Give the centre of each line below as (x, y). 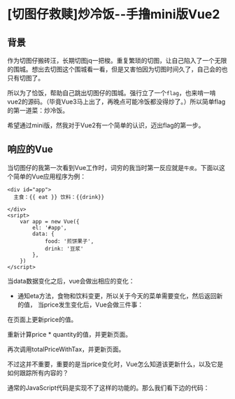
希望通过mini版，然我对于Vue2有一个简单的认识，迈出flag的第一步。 (106, 125)
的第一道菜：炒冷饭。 (38, 110)
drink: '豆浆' (64, 248)
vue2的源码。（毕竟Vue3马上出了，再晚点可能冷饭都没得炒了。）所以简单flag (116, 101)
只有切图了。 (26, 78)
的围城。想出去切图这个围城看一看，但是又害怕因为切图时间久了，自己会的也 (117, 69)
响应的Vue (30, 149)
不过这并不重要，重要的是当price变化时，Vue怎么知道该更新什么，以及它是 (115, 364)
